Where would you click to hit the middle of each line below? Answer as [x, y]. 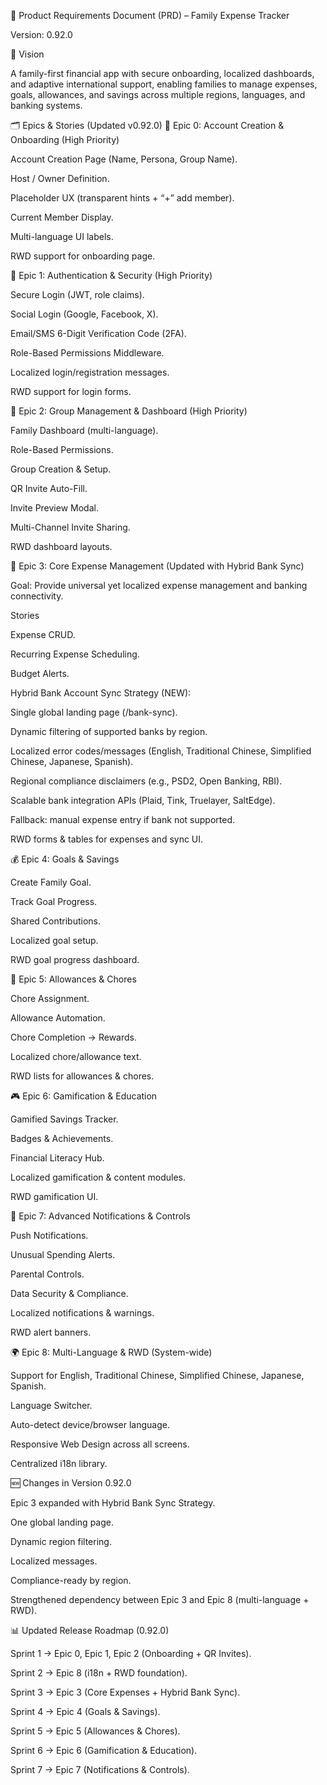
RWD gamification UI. [54, 1196]
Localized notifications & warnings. [82, 1313]
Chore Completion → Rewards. [73, 1037]
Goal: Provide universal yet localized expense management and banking [159, 585]
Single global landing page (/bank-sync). [94, 712]
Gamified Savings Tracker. [64, 1119]
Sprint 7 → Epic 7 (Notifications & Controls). [100, 1769]
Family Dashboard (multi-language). [84, 430]
